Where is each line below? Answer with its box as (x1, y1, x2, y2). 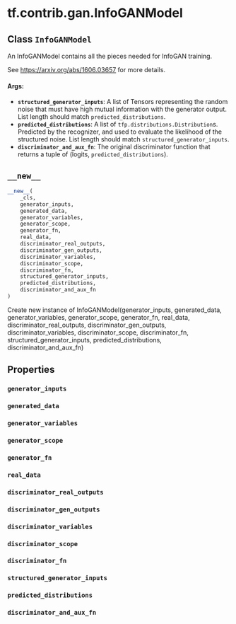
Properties (7, 364, 55, 376)
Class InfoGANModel (7, 33, 92, 45)
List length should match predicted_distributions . (17, 112, 166, 121)
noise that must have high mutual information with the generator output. (17, 105, 228, 114)
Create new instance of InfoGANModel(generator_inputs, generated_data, (7, 306, 223, 314)
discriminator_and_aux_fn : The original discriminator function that (17, 143, 211, 151)
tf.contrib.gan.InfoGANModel (7, 5, 184, 21)
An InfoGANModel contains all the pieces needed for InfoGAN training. (7, 52, 213, 60)
